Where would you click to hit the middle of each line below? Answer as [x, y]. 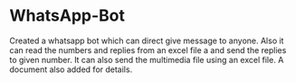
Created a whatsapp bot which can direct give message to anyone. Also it [147, 41]
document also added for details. [71, 69]
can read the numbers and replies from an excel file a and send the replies [148, 50]
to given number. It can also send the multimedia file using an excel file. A [147, 59]
